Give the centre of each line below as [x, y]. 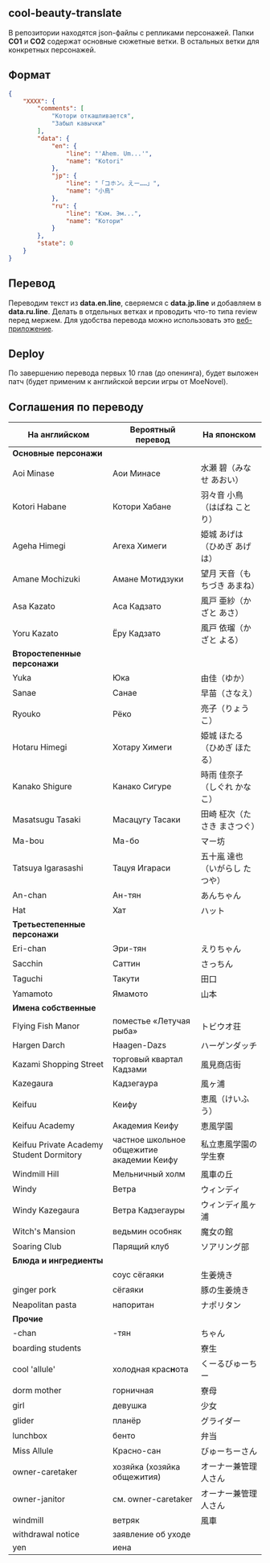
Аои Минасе [136, 473]
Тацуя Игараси [141, 868]
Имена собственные [54, 1008]
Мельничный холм [149, 1174]
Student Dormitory [47, 1155]
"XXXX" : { [39, 101]
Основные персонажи [57, 453]
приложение [30, 329]
